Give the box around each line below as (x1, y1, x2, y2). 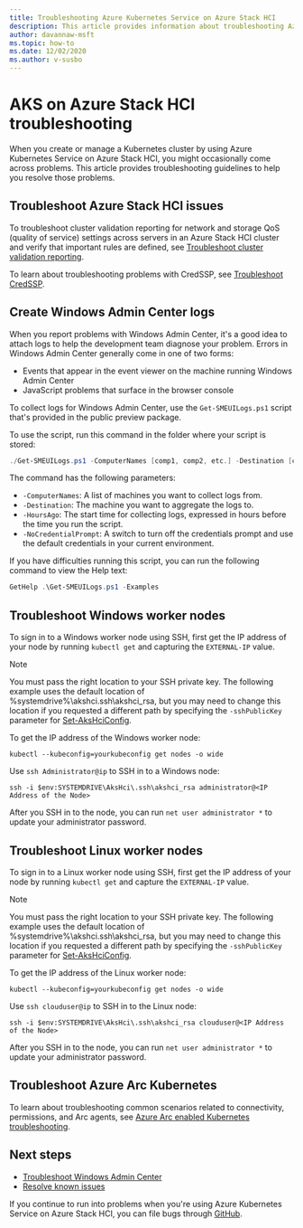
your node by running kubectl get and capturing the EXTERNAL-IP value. (9, 641, 275, 652)
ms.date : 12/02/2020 (9, 47, 87, 56)
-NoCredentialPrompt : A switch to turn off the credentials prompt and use (22, 528, 294, 539)
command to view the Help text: (9, 565, 128, 576)
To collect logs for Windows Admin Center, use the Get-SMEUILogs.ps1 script (9, 401, 292, 412)
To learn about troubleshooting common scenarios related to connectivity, (9, 1101, 285, 1112)
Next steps (9, 1148, 72, 1163)
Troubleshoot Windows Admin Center (22, 1171, 162, 1182)
